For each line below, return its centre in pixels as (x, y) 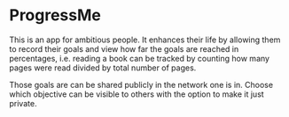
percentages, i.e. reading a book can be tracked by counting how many (140, 58)
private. (23, 103)
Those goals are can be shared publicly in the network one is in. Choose (141, 84)
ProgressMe (55, 15)
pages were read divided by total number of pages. (103, 68)
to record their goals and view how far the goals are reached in (124, 48)
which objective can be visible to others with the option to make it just (137, 94)
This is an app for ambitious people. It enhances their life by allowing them (145, 40)
